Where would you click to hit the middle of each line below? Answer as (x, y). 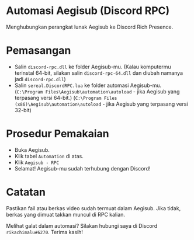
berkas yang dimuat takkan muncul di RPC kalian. (66, 214)
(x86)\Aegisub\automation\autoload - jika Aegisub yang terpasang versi (101, 104)
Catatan (26, 192)
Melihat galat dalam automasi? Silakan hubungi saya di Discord (82, 225)
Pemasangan (39, 51)
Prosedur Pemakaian (58, 134)
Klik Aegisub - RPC (37, 162)
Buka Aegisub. (32, 149)
